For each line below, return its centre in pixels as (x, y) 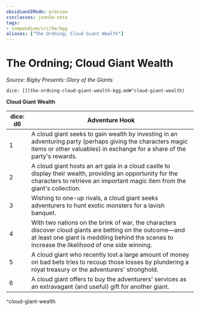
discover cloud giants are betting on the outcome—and (108, 230)
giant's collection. (56, 188)
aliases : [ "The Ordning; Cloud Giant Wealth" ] (65, 34)
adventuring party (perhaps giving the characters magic (110, 142)
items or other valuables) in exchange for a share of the (109, 149)
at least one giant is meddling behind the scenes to (102, 238)
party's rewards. (54, 157)
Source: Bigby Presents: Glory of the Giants (60, 80)
